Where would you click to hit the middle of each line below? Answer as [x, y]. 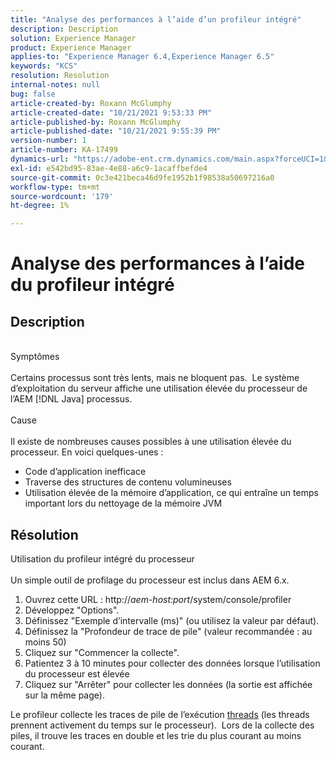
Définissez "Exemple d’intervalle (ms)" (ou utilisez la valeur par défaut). [172, 620]
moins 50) [45, 642]
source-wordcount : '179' [62, 196]
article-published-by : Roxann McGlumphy [96, 122]
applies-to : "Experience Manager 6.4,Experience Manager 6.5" [142, 57]
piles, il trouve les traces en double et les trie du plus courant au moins [156, 735]
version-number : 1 [48, 141]
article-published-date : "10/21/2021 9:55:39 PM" [116, 131]
